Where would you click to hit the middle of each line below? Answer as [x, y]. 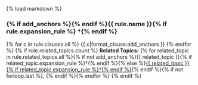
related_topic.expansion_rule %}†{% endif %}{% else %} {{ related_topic [95, 63]
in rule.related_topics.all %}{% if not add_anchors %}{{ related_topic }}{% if [99, 57]
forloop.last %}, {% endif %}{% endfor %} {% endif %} [74, 76]
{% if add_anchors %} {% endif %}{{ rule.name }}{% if [86, 24]
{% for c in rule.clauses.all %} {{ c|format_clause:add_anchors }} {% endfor [99, 45]
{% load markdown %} [34, 9]
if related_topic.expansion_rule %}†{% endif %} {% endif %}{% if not [99, 70]
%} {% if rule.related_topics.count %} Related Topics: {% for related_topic [98, 51]
